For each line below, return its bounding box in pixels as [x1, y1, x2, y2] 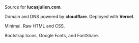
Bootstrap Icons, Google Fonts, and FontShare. [4, 33, 99, 38]
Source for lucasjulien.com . [4, 4, 62, 10]
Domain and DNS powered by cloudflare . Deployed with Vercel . [4, 14, 135, 19]
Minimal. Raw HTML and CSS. [4, 23, 65, 29]
